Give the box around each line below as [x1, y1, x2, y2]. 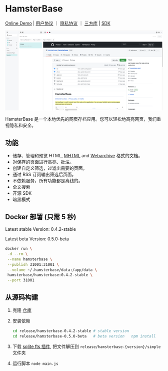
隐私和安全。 [9, 122, 36, 128]
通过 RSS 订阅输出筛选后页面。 [12, 171, 76, 178]
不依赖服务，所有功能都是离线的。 [12, 178, 83, 184]
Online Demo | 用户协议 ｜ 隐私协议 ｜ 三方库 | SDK [5, 20, 111, 26]
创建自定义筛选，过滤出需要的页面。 [12, 165, 87, 171]
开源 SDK [12, 190, 32, 196]
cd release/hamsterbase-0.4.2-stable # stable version [12, 328, 129, 333]
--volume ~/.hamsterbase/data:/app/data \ [7, 267, 97, 272]
